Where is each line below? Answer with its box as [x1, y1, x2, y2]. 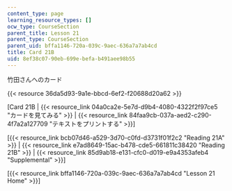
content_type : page [7, 10, 64, 17]
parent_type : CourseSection [7, 36, 89, 43]
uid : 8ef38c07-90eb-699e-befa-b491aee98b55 [7, 56, 136, 63]
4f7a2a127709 [7, 119, 48, 128]
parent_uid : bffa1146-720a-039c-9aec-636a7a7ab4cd [7, 42, 157, 49]
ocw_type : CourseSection [7, 23, 79, 30]
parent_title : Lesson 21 [7, 29, 79, 37]
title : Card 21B [7, 49, 54, 56]
